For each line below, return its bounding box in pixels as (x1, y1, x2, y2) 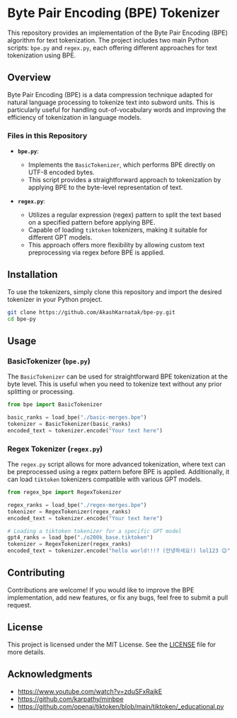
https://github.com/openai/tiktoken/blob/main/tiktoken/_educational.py (17, 702, 224, 710)
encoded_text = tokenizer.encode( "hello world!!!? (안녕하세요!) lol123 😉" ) (7, 547, 233, 554)
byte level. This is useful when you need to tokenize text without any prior (7, 380, 222, 388)
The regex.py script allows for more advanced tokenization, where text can (7, 460, 226, 469)
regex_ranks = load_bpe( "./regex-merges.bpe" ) (7, 501, 147, 508)
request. (7, 600, 32, 609)
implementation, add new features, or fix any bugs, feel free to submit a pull (7, 593, 229, 602)
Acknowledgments (7, 668, 93, 680)
